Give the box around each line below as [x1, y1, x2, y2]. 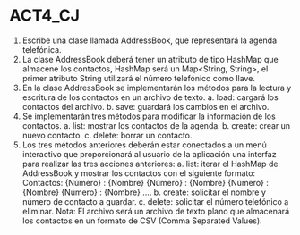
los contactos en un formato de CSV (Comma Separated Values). [21, 215, 262, 226]
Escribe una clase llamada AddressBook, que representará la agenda [21, 35, 278, 46]
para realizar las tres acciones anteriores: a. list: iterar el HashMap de [21, 158, 279, 169]
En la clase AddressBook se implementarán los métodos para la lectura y [21, 82, 292, 93]
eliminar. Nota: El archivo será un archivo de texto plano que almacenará [21, 206, 289, 216]
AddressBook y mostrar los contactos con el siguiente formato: [21, 167, 256, 179]
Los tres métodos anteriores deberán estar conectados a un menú [21, 139, 267, 150]
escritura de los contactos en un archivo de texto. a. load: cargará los [21, 91, 279, 103]
